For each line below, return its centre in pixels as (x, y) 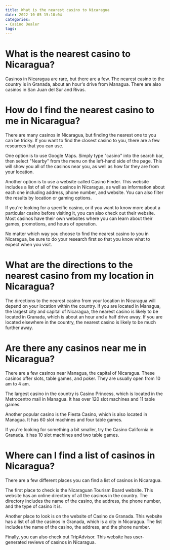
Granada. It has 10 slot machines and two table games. (62, 435)
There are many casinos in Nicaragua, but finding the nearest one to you (81, 135)
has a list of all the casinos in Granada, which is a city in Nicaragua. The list (83, 522)
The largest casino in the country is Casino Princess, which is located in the (84, 394)
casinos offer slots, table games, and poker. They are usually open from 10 (83, 378)
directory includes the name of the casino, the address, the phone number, (83, 501)
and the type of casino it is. (34, 506)
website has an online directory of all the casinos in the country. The (77, 495)
